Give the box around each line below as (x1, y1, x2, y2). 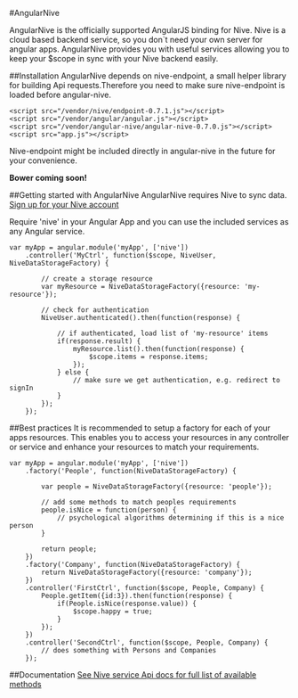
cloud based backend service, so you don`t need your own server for (9, 35, 263, 45)
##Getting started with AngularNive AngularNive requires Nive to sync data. (9, 190, 287, 200)
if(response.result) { (56, 337, 141, 346)
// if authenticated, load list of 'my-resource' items (56, 329, 269, 338)
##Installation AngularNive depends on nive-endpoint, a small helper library (9, 70, 286, 81)
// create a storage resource (41, 275, 153, 283)
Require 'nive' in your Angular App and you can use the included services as (9, 217, 289, 226)
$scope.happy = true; (72, 607, 153, 616)
